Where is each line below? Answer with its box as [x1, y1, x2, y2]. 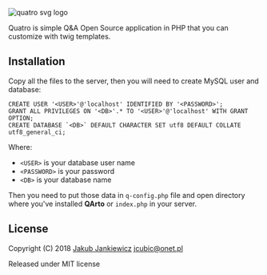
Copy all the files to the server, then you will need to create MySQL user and [8, 76, 260, 86]
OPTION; [8, 114, 34, 122]
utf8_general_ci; [8, 128, 66, 136]
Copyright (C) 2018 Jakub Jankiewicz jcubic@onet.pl [8, 243, 184, 253]
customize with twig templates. [8, 32, 111, 41]
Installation [8, 55, 66, 68]
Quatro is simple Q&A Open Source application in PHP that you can [8, 23, 229, 32]
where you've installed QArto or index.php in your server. [8, 199, 197, 208]
